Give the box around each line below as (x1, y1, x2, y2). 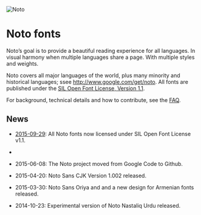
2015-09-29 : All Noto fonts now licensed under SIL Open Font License (15, 130, 191, 137)
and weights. (6, 60, 39, 67)
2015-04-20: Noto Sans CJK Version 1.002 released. (15, 172, 147, 179)
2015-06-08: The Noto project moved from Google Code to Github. (15, 160, 183, 167)
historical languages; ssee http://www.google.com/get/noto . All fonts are (6, 78, 188, 85)
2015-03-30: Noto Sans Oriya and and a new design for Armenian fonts (15, 183, 194, 191)
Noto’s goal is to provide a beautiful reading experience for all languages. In (6, 47, 196, 54)
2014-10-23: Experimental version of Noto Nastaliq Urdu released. (15, 202, 181, 209)
